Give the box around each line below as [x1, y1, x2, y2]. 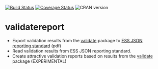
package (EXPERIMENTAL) [12, 58, 67, 64]
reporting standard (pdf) [12, 43, 61, 49]
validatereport [5, 22, 65, 33]
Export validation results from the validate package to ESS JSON [12, 37, 143, 43]
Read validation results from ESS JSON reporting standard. [12, 48, 132, 53]
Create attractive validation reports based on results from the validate [12, 53, 153, 59]
